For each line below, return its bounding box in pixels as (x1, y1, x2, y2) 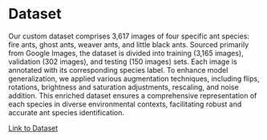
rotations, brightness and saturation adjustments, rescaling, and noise (8, 82, 239, 92)
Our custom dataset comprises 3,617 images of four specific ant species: (8, 31, 250, 41)
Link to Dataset (8, 123, 59, 133)
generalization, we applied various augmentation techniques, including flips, (8, 74, 260, 83)
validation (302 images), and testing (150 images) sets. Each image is (8, 57, 238, 66)
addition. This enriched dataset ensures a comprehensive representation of (8, 90, 257, 100)
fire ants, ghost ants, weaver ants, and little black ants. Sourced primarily (8, 39, 249, 49)
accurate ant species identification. (8, 107, 125, 117)
